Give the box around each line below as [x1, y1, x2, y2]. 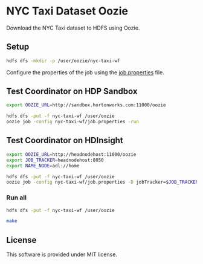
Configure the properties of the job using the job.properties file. [6, 68, 164, 76]
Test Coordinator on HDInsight [6, 135, 123, 146]
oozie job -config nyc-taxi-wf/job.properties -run [6, 119, 139, 125]
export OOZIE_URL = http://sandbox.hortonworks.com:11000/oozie [6, 102, 166, 108]
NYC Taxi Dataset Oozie [6, 4, 129, 18]
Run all [6, 193, 27, 202]
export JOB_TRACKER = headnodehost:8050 [6, 157, 104, 163]
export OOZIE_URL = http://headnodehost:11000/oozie [6, 151, 137, 158]
